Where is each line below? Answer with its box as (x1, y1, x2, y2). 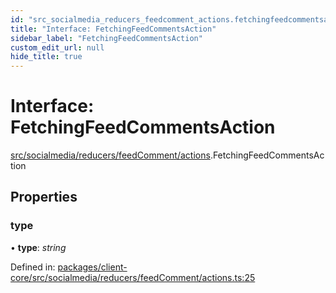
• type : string (10, 241, 67, 253)
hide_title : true (10, 52, 83, 62)
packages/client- (57, 261, 128, 273)
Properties (10, 189, 78, 206)
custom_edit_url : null (10, 42, 105, 53)
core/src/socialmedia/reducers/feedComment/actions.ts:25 (10, 271, 256, 283)
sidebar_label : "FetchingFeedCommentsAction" (10, 33, 203, 43)
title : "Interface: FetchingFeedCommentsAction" (10, 24, 217, 34)
